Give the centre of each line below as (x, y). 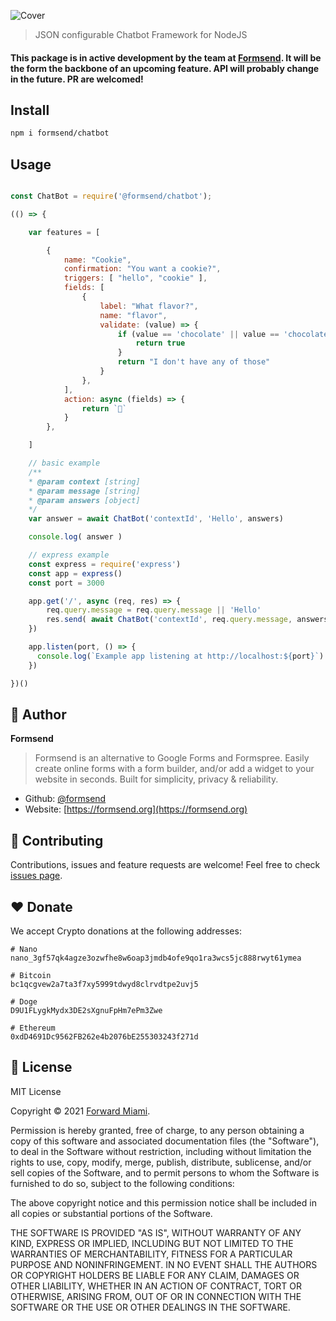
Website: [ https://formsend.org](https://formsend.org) (136, 809)
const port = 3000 (66, 583)
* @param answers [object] (84, 500)
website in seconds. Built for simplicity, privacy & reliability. (156, 779)
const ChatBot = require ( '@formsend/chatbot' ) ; (111, 196)
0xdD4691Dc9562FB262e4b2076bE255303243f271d (104, 1037)
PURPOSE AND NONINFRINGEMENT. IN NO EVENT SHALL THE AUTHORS (164, 1264)
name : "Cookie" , (97, 260)
